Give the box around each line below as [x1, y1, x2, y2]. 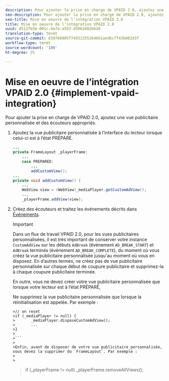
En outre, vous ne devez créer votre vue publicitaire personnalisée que [12, 279, 160, 285]
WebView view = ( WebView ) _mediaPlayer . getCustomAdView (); [22, 187, 147, 193]
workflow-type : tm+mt [5, 41, 51, 46]
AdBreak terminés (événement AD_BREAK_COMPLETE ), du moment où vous [12, 247, 160, 253]
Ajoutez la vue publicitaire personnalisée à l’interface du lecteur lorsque [12, 130, 162, 136]
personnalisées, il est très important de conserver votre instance [12, 236, 148, 243]
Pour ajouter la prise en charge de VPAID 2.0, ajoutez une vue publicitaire [5, 115, 158, 121]
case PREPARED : [22, 159, 54, 164]
